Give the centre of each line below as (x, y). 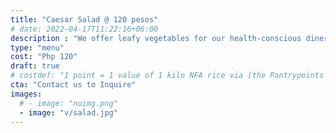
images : (26, 94)
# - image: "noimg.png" (68, 103)
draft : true (35, 66)
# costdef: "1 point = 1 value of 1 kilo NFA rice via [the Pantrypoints (167, 76)
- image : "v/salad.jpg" (68, 112)
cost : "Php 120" (44, 57)
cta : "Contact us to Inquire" (73, 85)
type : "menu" (37, 47)
